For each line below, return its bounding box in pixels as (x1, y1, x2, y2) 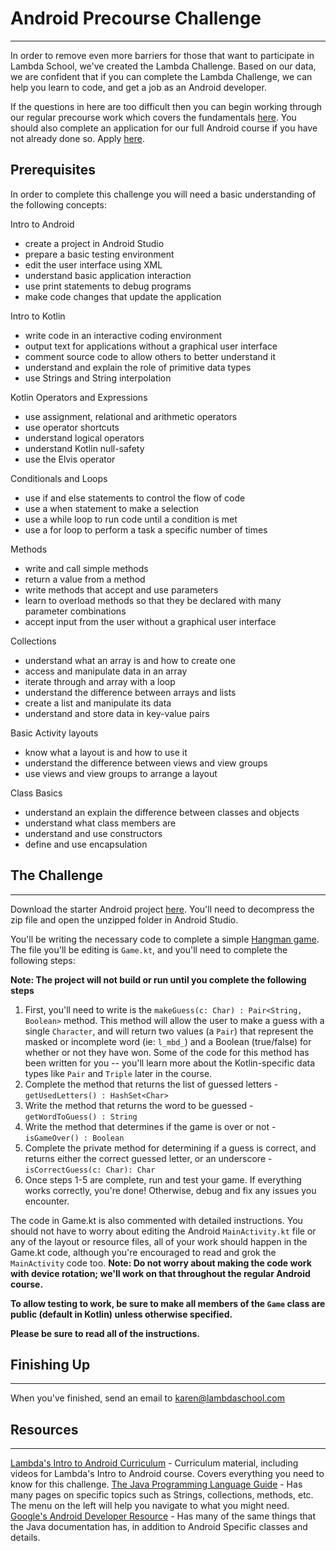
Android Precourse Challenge (10, 7, 262, 30)
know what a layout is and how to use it (24, 746, 188, 758)
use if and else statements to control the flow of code (24, 492, 246, 504)
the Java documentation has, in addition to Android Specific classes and (10, 1521, 308, 1533)
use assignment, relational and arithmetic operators (24, 410, 238, 422)
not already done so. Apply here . (10, 132, 145, 144)
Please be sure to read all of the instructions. (10, 1327, 200, 1339)
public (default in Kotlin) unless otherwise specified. (10, 1308, 233, 1320)
